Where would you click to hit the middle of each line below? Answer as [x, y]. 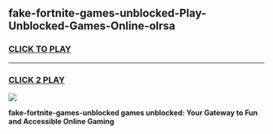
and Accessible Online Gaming [61, 121]
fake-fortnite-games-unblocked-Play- [108, 13]
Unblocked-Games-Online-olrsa [92, 26]
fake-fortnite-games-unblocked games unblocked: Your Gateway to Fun [133, 112]
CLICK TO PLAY [40, 50]
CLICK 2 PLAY [37, 80]
